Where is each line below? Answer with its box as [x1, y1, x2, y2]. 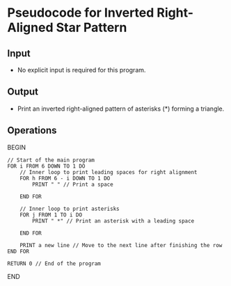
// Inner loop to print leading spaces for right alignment [19, 168, 198, 175]
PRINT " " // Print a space [32, 181, 113, 188]
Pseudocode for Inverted [7, 5, 154, 21]
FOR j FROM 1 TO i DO [19, 211, 82, 219]
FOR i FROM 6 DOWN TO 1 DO [7, 162, 86, 170]
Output [7, 86, 38, 98]
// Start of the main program [7, 157, 95, 164]
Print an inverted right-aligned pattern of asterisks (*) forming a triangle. [17, 104, 225, 113]
